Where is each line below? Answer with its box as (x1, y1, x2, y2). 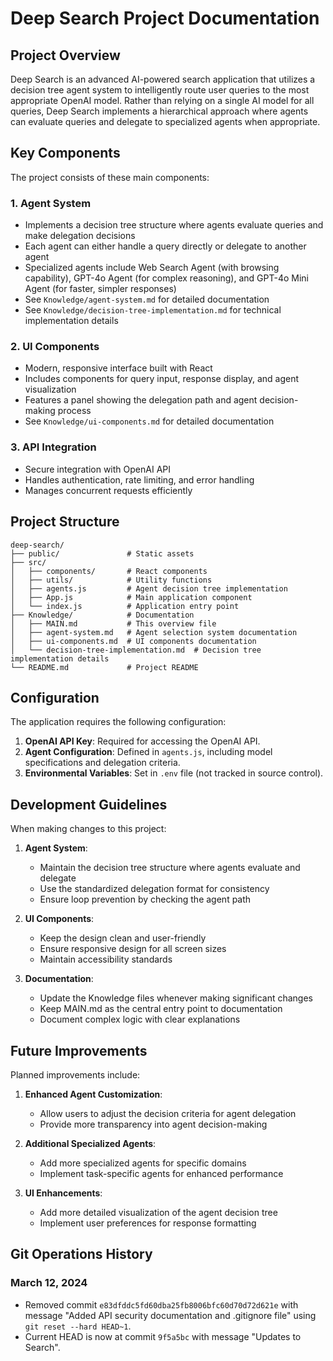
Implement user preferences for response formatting (39, 1217, 257, 1229)
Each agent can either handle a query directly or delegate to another (24, 240, 307, 252)
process (57, 405, 92, 417)
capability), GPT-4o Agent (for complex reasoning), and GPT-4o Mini (24, 272, 309, 284)
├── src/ (10, 557, 47, 567)
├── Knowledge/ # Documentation (10, 610, 195, 620)
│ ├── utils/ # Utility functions (10, 575, 213, 585)
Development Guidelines (10, 796, 168, 813)
